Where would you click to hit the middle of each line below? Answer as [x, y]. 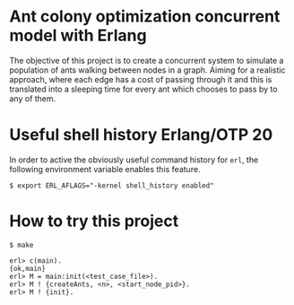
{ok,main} [28, 268]
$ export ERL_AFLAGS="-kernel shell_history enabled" [112, 186]
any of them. [33, 98]
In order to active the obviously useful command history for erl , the [134, 160]
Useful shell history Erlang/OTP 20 [141, 135]
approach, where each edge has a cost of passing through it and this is [141, 79]
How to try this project [94, 221]
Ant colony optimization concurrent [145, 17]
